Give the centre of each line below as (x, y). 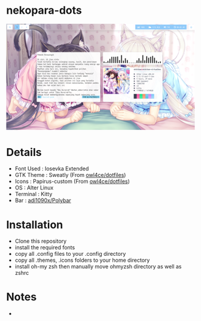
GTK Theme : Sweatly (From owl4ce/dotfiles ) (70, 175)
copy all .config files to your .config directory (70, 254)
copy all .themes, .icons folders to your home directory (82, 260)
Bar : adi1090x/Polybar (43, 200)
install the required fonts (45, 247)
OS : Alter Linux (34, 188)
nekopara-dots (44, 10)
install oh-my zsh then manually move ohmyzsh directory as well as (98, 267)
